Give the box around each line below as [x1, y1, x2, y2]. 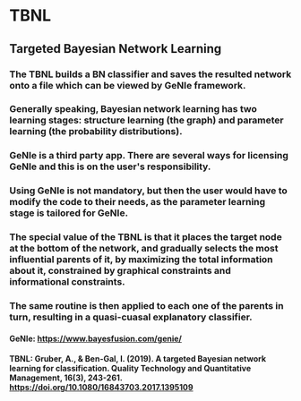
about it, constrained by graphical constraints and [9, 265, 231, 277]
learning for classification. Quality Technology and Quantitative [9, 363, 252, 374]
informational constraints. [9, 276, 125, 288]
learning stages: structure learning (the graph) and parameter [9, 114, 284, 126]
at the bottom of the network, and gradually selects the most [9, 243, 279, 255]
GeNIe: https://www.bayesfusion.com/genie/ [9, 333, 182, 344]
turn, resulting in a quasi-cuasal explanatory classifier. [9, 311, 253, 323]
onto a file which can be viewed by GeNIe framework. [9, 79, 246, 91]
